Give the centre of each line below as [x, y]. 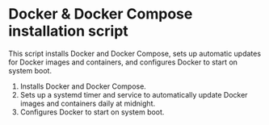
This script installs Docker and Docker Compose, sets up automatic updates [134, 53]
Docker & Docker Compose [101, 14]
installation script [69, 31]
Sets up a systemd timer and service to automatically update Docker [134, 94]
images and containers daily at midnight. [88, 103]
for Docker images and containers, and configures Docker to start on [123, 62]
